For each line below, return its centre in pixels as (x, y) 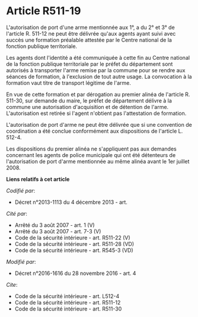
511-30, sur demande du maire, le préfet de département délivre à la (89, 100)
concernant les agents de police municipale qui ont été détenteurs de (91, 155)
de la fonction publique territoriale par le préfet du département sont (90, 64)
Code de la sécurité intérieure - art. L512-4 (67, 296)
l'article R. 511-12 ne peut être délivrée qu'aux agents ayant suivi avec (91, 33)
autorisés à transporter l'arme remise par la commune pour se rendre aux (96, 70)
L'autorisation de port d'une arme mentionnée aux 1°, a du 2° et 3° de (90, 27)
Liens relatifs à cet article (38, 179)
